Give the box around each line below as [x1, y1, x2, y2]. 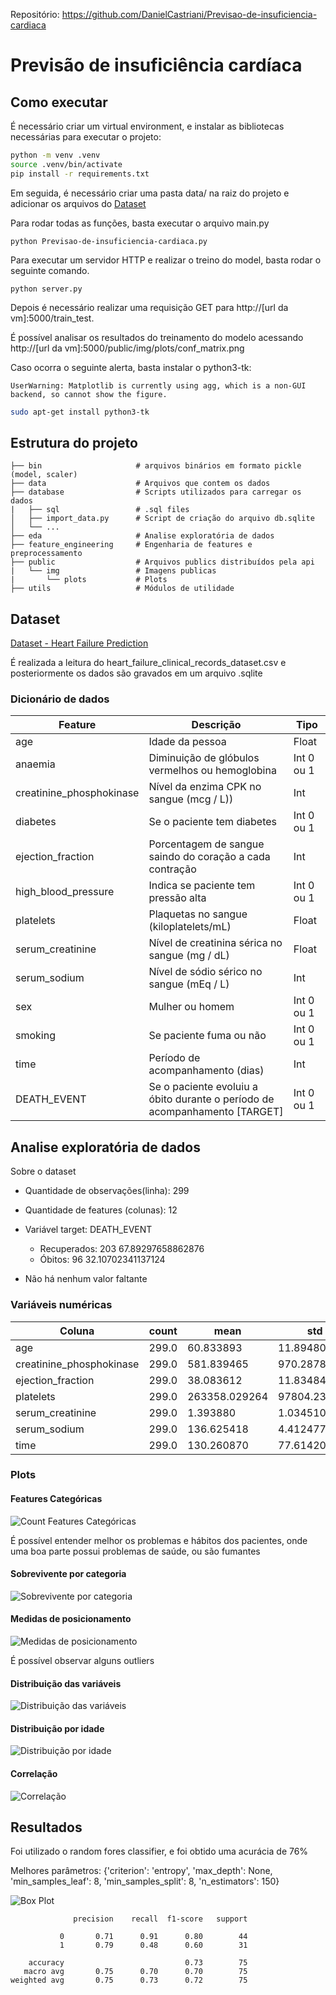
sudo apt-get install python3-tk [10, 407, 150, 417]
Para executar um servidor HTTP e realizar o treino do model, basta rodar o [10, 254, 322, 266]
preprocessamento [10, 549, 83, 559]
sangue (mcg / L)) [148, 792, 234, 806]
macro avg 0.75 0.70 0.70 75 [23, 1967, 248, 1977]
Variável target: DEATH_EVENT [24, 1224, 153, 1236]
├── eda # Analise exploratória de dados [10, 531, 275, 541]
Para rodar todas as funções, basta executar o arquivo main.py [10, 217, 270, 229]
